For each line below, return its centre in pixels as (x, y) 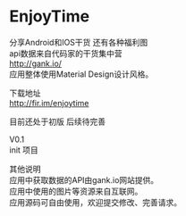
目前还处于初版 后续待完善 (57, 121)
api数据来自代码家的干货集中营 (66, 53)
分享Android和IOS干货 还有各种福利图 (79, 42)
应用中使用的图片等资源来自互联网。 (76, 191)
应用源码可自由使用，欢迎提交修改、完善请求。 (95, 202)
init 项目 (24, 150)
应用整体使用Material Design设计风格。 (81, 74)
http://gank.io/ (36, 63)
